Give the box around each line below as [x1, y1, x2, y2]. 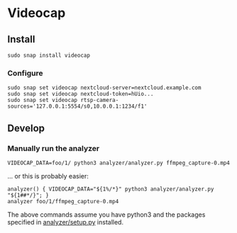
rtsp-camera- [80, 97, 119, 104]
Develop [7, 122, 45, 134]
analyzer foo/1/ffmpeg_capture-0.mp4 [7, 198, 119, 205]
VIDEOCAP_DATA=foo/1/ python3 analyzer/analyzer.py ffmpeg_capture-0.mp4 [7, 159, 231, 166]
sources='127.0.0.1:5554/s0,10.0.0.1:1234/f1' [7, 103, 148, 110]
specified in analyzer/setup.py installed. [7, 217, 124, 226]
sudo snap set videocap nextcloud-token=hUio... [7, 91, 154, 98]
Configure [7, 68, 43, 78]
